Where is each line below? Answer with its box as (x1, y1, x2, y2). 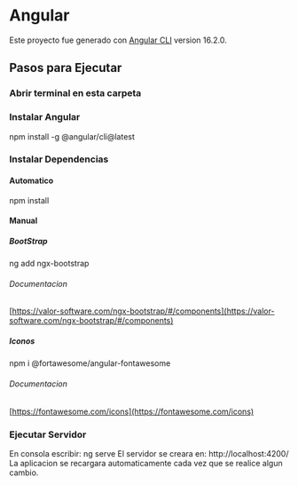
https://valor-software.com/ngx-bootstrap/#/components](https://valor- (12, 306, 275, 316)
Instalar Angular (9, 111, 81, 123)
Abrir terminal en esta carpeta (9, 87, 142, 99)
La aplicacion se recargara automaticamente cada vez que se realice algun (9, 457, 283, 468)
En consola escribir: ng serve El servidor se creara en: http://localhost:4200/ (9, 448, 289, 458)
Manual (9, 215, 38, 227)
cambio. (9, 467, 39, 478)
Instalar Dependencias (9, 153, 109, 165)
